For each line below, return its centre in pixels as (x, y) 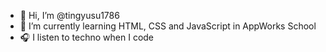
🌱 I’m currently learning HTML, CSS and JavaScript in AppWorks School (168, 26)
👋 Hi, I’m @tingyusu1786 (69, 15)
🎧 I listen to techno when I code (87, 37)
